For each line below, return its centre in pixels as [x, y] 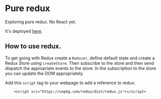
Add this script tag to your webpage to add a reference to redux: [70, 83]
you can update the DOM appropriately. [44, 73]
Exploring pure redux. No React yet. [41, 22]
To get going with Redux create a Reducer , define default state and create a [80, 58]
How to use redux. [33, 46]
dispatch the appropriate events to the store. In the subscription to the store [81, 68]
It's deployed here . [24, 31]
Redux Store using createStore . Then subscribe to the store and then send [80, 63]
